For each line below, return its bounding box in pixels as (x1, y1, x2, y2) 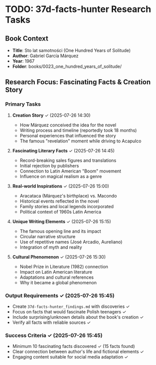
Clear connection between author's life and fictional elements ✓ (12, 348, 145, 354)
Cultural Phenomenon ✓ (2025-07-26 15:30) (12, 254, 106, 260)
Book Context (5, 34, 49, 43)
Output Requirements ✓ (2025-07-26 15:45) (5, 292, 115, 299)
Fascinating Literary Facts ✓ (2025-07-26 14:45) (12, 147, 115, 153)
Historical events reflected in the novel (19, 198, 99, 204)
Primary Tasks (5, 101, 41, 108)
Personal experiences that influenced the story (19, 132, 116, 138)
